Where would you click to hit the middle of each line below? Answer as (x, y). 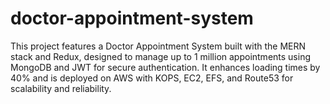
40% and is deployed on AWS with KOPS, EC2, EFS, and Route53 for (152, 78)
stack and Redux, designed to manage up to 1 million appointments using (161, 56)
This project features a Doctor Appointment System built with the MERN (158, 46)
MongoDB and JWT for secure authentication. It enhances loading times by (165, 67)
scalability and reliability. (61, 88)
